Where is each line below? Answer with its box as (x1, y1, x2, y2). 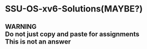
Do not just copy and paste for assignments (5, 30, 140, 38)
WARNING (5, 23, 37, 31)
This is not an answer (5, 37, 71, 46)
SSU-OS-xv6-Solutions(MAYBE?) (5, 3, 143, 14)
